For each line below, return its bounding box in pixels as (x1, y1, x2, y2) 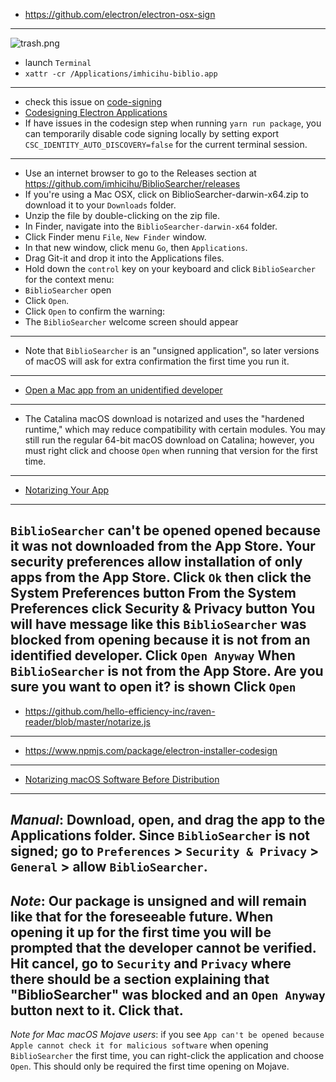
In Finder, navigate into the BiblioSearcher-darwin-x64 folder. (24, 220, 278, 232)
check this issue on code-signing (24, 96, 163, 108)
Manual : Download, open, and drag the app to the (10, 812, 326, 829)
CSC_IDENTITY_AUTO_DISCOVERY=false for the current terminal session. (24, 139, 308, 150)
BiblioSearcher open (24, 284, 112, 296)
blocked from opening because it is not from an (10, 632, 311, 649)
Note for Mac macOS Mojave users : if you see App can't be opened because (10, 1029, 325, 1041)
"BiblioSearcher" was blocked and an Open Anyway (10, 986, 326, 1003)
